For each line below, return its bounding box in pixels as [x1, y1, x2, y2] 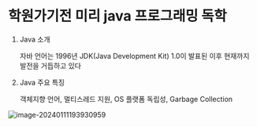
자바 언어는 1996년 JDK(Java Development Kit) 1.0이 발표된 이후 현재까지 [19, 51, 250, 60]
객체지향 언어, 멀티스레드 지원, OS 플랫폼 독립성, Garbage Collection [19, 94, 233, 103]
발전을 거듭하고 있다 [19, 60, 81, 71]
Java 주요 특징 [19, 78, 65, 87]
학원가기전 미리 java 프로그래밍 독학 [8, 7, 227, 25]
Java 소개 [19, 34, 50, 44]
